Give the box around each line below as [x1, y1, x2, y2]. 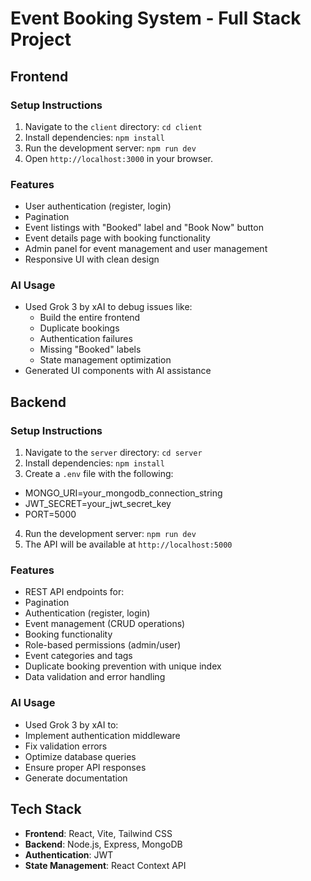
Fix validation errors [24, 740, 108, 752]
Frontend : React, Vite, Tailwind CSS [24, 827, 173, 839]
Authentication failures [39, 333, 133, 345]
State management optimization [39, 354, 172, 366]
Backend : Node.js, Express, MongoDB [24, 838, 183, 850]
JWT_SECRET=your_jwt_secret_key [24, 498, 172, 510]
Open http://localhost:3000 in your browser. [24, 152, 213, 164]
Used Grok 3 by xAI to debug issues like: [24, 301, 193, 313]
